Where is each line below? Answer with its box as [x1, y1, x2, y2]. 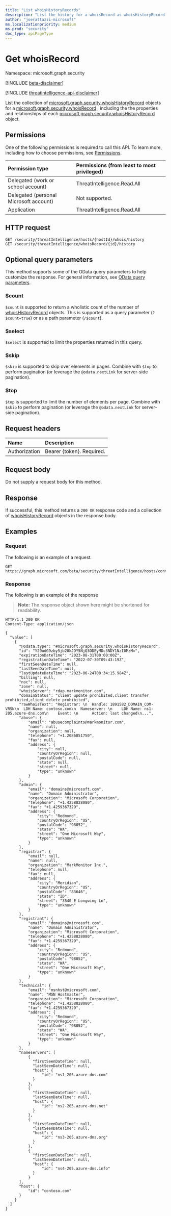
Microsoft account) [8, 197, 54, 205]
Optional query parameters [5, 255, 93, 264]
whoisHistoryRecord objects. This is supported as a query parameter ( [5, 309, 153, 315]
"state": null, [37, 759, 70, 765]
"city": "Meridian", [37, 880, 81, 885]
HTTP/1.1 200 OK [5, 617, 40, 622]
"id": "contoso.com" [27, 1188, 72, 1194]
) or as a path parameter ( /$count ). [30, 315, 103, 321]
